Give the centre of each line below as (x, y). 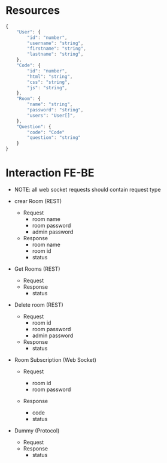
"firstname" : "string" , (57, 49)
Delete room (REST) (39, 305)
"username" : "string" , (55, 43)
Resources (33, 10)
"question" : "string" (54, 138)
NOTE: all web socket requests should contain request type (87, 190)
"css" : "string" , (48, 82)
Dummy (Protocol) (37, 431)
